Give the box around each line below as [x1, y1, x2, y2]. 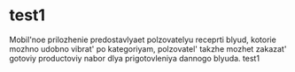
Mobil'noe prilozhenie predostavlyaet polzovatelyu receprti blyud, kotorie [9, 34, 276, 45]
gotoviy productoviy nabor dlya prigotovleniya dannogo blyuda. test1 [9, 53, 260, 63]
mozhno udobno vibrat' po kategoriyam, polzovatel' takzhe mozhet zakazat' [9, 43, 287, 54]
